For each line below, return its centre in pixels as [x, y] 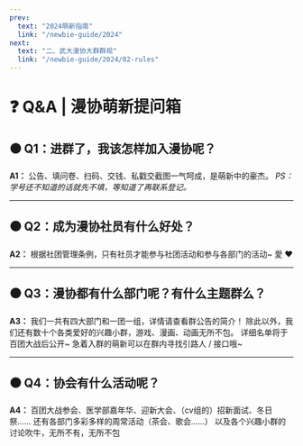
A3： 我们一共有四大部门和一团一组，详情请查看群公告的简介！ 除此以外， [147, 321]
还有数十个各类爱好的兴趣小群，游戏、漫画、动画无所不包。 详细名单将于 [152, 332]
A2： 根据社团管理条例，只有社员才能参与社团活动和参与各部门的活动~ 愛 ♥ [151, 254]
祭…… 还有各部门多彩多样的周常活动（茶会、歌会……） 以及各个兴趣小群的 [148, 422]
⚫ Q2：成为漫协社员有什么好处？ [102, 227]
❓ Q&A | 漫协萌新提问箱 [96, 107]
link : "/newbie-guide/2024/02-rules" [88, 59]
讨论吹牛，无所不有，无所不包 [64, 432]
